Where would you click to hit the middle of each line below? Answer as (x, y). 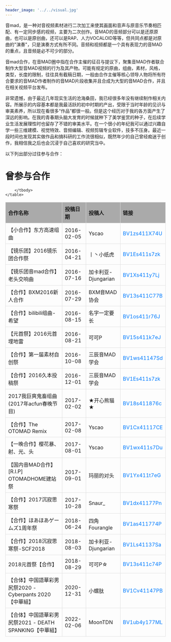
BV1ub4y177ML (143, 622)
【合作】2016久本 (30, 375)
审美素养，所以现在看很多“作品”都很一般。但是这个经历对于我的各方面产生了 (85, 111)
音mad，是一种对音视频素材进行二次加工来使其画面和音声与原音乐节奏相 (81, 25)
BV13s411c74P (142, 564)
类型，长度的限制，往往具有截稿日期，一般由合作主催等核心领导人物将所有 (83, 74)
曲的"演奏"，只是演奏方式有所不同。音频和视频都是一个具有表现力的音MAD (84, 44)
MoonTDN (101, 622)
